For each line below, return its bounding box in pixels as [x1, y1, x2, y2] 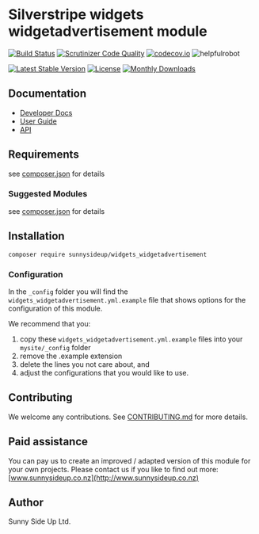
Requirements [8, 148, 79, 162]
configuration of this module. [8, 303, 103, 313]
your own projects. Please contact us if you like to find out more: [8, 464, 219, 474]
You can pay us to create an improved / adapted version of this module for [8, 456, 251, 465]
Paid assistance [8, 435, 89, 448]
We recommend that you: [8, 318, 91, 328]
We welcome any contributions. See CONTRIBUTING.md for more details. [8, 412, 248, 421]
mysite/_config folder [19, 342, 91, 352]
